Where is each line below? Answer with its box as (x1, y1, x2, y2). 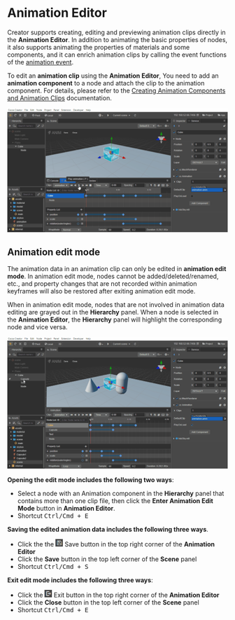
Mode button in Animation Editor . (17, 504, 115, 512)
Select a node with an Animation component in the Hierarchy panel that (17, 489, 225, 497)
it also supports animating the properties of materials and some (7, 43, 190, 51)
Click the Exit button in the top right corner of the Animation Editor (17, 591, 220, 599)
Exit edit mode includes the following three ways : (7, 576, 153, 584)
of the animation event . (7, 57, 74, 66)
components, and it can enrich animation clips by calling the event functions (7, 50, 227, 59)
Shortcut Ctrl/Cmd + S (17, 562, 89, 570)
